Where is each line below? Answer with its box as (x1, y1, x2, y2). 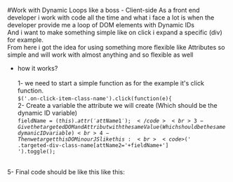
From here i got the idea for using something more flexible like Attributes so (7, 43, 225, 51)
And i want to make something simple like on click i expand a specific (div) (7, 28, 222, 36)
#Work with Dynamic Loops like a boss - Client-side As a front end (7, 6, 200, 14)
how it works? (17, 64, 58, 72)
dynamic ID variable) (17, 108, 78, 117)
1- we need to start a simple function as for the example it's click (17, 79, 205, 87)
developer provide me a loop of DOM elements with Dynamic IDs (7, 21, 195, 29)
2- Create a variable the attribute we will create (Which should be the (17, 101, 218, 109)
